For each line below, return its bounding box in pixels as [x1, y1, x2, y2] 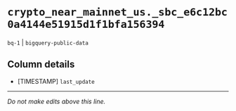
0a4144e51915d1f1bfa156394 [7, 18, 165, 31]
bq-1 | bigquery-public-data [7, 38, 89, 47]
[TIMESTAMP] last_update [17, 77, 95, 85]
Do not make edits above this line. [7, 97, 106, 105]
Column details [7, 59, 75, 71]
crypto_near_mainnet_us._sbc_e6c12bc [7, 6, 228, 19]
